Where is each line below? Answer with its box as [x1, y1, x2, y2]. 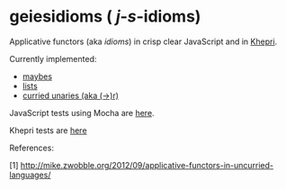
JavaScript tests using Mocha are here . [9, 107, 155, 118]
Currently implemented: [9, 53, 97, 64]
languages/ [9, 169, 51, 180]
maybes [22, 70, 52, 82]
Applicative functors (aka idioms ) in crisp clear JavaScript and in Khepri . [9, 36, 278, 47]
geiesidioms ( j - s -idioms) [9, 6, 201, 27]
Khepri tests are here [9, 124, 87, 136]
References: [9, 142, 54, 153]
